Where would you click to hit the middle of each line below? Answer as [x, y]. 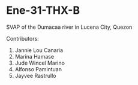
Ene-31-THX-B [43, 10]
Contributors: [22, 38]
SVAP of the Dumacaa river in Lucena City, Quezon [69, 27]
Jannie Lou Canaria [39, 50]
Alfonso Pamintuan [38, 69]
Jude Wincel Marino [40, 63]
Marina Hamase [34, 56]
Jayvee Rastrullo [35, 75]
